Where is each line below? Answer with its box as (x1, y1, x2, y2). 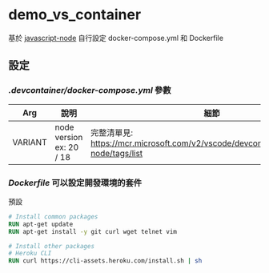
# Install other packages (8, 242, 94, 250)
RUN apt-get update (8, 220, 74, 228)
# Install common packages (8, 212, 98, 221)
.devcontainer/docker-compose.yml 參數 (8, 85, 171, 96)
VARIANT (12, 136, 47, 147)
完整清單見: (90, 126, 134, 138)
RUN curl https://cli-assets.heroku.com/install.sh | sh (8, 257, 203, 265)
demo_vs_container (8, 6, 142, 24)
